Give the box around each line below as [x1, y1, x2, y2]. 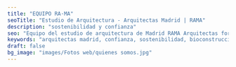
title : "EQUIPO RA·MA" [7, 10, 74, 17]
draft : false [7, 43, 46, 50]
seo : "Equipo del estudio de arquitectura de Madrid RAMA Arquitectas [7, 29, 218, 37]
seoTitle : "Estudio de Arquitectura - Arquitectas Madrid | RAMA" [7, 17, 206, 24]
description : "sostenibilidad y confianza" [7, 23, 137, 30]
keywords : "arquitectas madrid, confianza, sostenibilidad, [7, 36, 188, 43]
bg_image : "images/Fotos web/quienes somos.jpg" [7, 50, 152, 57]
